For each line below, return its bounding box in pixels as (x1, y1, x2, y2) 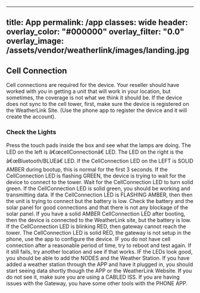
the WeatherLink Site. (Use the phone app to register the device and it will (6, 107, 187, 114)
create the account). (6, 113, 57, 120)
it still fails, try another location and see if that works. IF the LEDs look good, (6, 248, 193, 255)
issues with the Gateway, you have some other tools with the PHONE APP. (6, 279, 187, 286)
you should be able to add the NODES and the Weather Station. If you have (6, 254, 190, 261)
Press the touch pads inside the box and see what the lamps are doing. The (6, 141, 192, 149)
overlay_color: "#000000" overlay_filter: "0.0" (6, 27, 185, 37)
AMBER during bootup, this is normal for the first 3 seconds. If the (6, 166, 168, 173)
